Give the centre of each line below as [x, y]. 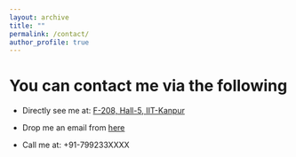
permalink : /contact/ [49, 34]
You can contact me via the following [148, 86]
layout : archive [39, 17]
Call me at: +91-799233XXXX [76, 145]
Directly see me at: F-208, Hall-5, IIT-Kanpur [103, 111]
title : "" [28, 26]
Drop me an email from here [73, 128]
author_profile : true [49, 42]
